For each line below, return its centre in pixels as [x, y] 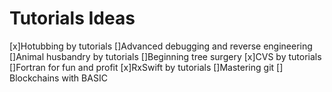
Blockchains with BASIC [58, 78]
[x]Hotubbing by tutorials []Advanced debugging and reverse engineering [161, 46]
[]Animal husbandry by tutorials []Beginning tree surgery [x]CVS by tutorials [165, 56]
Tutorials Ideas [72, 18]
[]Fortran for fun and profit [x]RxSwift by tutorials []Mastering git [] [146, 67]
